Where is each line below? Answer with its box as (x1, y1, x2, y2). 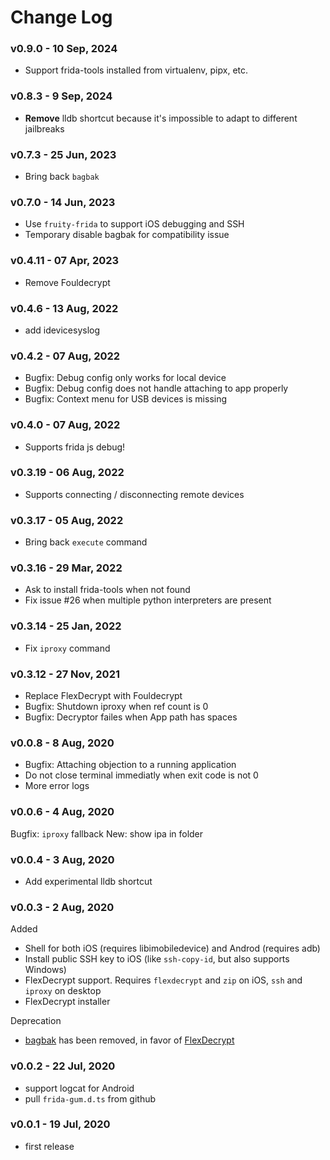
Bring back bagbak (24, 171, 100, 183)
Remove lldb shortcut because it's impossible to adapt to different (24, 112, 298, 124)
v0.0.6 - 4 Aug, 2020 (10, 805, 115, 819)
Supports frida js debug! (24, 441, 126, 453)
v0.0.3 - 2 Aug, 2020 (10, 900, 115, 914)
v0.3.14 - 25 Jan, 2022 (10, 619, 122, 633)
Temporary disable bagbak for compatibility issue (24, 229, 230, 241)
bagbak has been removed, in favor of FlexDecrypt (24, 1034, 235, 1046)
